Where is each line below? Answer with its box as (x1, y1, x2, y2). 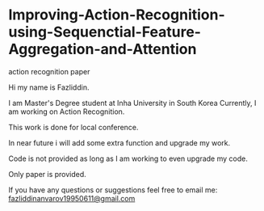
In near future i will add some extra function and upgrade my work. (8, 137, 231, 147)
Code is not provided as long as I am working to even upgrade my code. (8, 154, 248, 163)
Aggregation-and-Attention (8, 40, 197, 58)
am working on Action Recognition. (8, 107, 125, 116)
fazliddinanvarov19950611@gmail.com (8, 193, 136, 203)
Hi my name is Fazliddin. (8, 82, 90, 92)
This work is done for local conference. (8, 122, 139, 132)
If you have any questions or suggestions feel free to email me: (8, 184, 218, 195)
